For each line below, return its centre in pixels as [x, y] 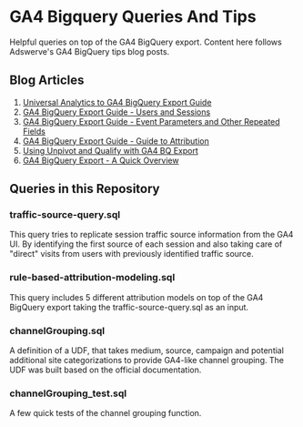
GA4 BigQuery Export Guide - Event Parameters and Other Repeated [151, 121]
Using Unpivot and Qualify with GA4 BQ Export [110, 150]
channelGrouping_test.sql [68, 393]
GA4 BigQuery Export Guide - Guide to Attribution [116, 141]
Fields [34, 131]
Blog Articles [47, 81]
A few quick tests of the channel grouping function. [106, 413]
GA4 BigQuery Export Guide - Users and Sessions [116, 112]
